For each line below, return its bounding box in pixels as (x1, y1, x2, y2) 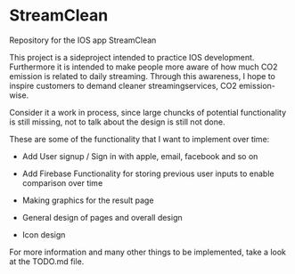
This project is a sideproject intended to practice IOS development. (9, 52, 255, 62)
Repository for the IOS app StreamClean (9, 35, 157, 45)
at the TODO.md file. (9, 255, 85, 267)
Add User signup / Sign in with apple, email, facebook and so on (21, 150, 258, 161)
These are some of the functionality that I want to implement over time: (9, 133, 270, 144)
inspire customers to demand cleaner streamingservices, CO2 (9, 80, 238, 91)
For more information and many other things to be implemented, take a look (9, 246, 287, 257)
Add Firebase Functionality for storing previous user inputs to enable (21, 168, 275, 179)
